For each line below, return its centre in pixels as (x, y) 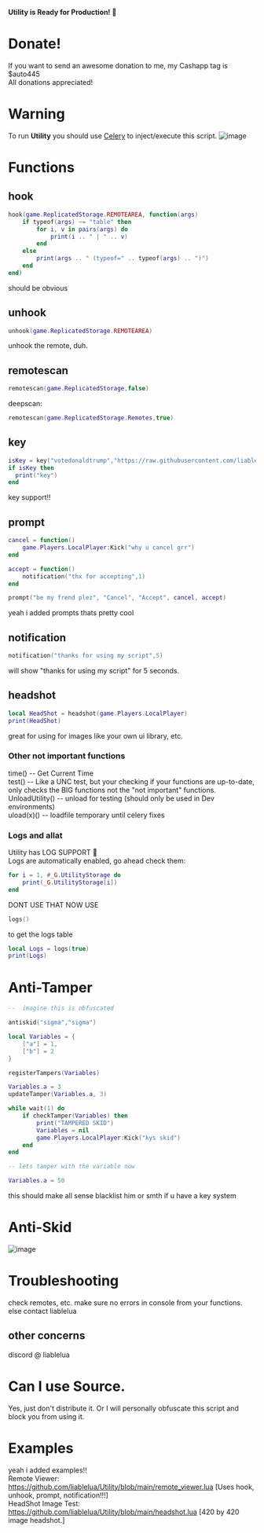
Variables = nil (63, 1130)
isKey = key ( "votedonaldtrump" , (61, 460)
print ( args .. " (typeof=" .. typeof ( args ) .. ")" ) (123, 259)
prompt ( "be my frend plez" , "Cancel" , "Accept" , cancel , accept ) (117, 598)
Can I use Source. (67, 1386)
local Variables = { (42, 1037)
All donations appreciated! (51, 82)
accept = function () (42, 569)
